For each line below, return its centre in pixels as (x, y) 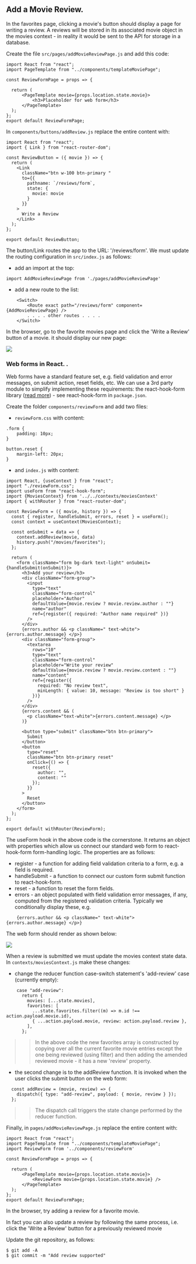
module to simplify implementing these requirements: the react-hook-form (96, 389)
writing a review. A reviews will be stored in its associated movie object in (94, 30)
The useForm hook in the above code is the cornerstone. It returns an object (98, 840)
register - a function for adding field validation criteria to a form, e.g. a (99, 864)
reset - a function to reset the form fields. (64, 888)
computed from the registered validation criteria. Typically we (89, 901)
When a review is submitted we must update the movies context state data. (97, 956)
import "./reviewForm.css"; (40, 486)
